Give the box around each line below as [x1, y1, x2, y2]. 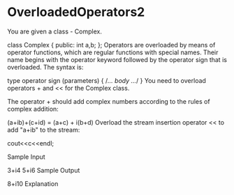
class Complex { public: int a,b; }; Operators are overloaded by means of [7, 40, 216, 49]
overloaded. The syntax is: [7, 63, 84, 71]
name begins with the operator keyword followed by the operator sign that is [7, 55, 227, 63]
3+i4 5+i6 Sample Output [7, 166, 80, 174]
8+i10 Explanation [7, 179, 59, 188]
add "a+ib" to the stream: [7, 125, 80, 134]
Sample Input [7, 153, 45, 161]
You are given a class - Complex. [7, 27, 103, 36]
